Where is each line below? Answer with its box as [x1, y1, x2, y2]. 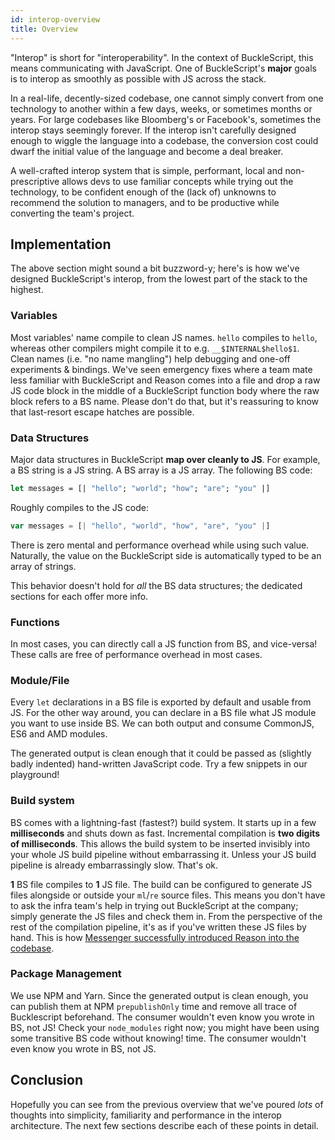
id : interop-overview [10, 14, 101, 25]
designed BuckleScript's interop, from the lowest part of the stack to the [10, 273, 308, 285]
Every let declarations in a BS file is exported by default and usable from [10, 696, 312, 708]
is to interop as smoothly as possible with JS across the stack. [10, 72, 267, 85]
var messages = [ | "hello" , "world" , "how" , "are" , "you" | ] [10, 521, 271, 531]
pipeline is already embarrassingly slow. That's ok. [10, 859, 219, 871]
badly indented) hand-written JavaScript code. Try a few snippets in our [10, 758, 308, 770]
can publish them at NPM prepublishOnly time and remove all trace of [10, 1000, 298, 1012]
